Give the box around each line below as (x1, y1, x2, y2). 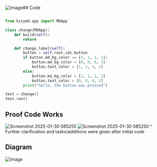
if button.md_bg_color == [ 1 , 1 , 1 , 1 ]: (23, 55, 108, 60)
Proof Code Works (5, 110, 64, 119)
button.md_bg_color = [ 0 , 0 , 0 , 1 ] (31, 60, 106, 65)
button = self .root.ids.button (23, 50, 88, 56)
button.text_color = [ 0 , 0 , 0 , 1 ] (31, 78, 103, 83)
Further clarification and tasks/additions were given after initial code (5, 128, 145, 134)
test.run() (5, 96, 28, 101)
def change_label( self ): (14, 46, 66, 51)
